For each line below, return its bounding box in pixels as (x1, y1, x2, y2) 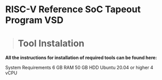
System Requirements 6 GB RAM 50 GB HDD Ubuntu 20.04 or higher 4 (5, 65, 153, 71)
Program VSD (5, 14, 63, 26)
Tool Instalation (17, 38, 85, 49)
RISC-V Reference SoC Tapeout (5, 4, 141, 15)
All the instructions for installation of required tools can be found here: (5, 55, 157, 61)
